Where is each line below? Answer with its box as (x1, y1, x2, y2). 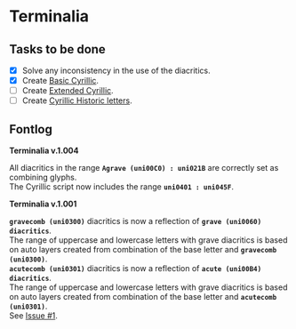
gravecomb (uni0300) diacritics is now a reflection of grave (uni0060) (9, 216, 262, 227)
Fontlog (9, 122, 53, 137)
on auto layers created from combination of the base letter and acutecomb (9, 292, 277, 302)
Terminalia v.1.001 (9, 198, 77, 210)
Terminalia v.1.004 (9, 145, 79, 156)
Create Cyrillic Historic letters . (21, 95, 132, 106)
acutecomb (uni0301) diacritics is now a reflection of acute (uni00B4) (9, 263, 262, 274)
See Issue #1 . (9, 310, 58, 321)
